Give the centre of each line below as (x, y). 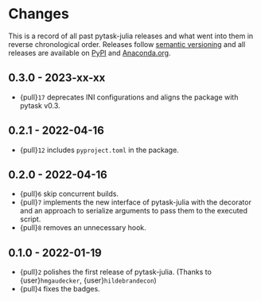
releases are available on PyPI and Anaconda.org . (90, 53)
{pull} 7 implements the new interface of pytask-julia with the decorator (136, 202)
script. (30, 219)
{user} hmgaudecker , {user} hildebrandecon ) (88, 280)
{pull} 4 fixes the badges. (60, 289)
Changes (39, 14)
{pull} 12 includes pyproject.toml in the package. (99, 150)
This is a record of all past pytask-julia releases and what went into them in (131, 36)
